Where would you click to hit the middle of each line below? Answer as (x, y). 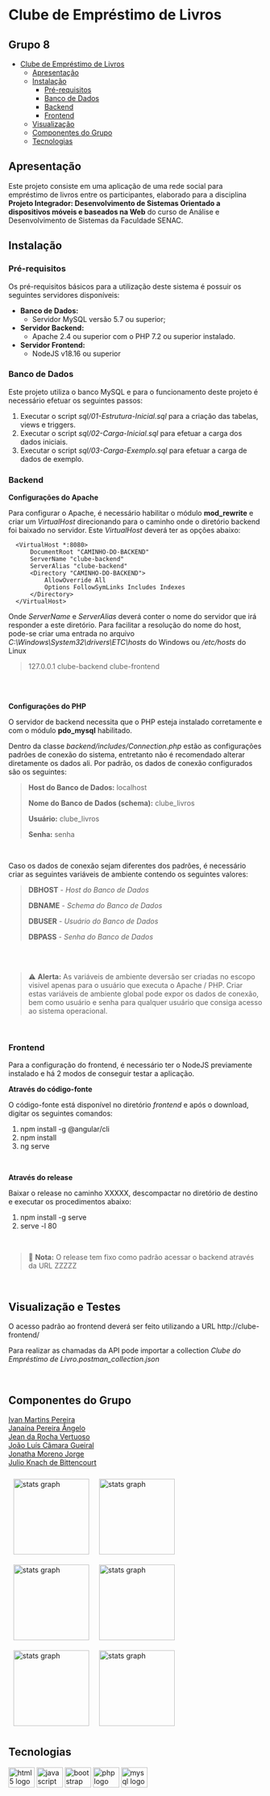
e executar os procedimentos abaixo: (70, 1202)
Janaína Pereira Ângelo (47, 1428)
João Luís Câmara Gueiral (51, 1446)
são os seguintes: (37, 772)
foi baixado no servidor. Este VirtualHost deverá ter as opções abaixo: (125, 530)
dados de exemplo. (52, 458)
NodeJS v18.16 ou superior (76, 354)
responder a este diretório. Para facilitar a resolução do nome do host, (125, 625)
